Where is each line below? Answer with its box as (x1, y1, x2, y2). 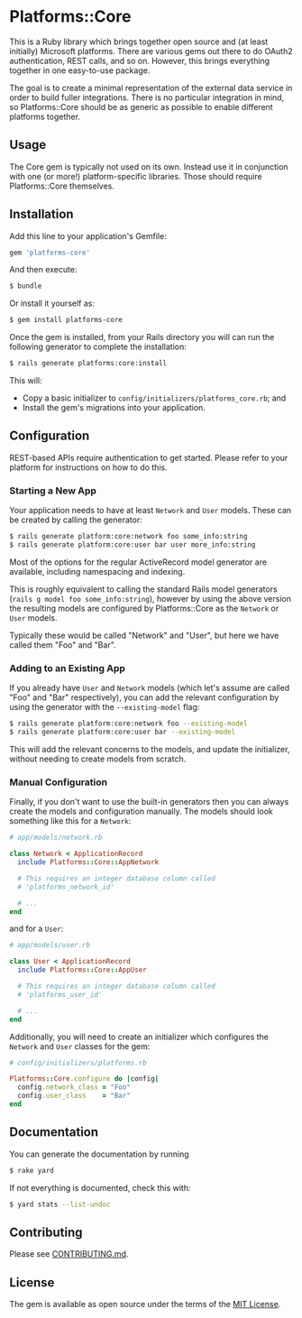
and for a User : (9, 923, 64, 935)
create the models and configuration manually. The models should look (9, 806, 273, 817)
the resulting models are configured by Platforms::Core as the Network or (9, 603, 279, 613)
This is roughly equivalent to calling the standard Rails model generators (9, 584, 278, 594)
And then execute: (9, 264, 78, 275)
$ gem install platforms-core (9, 316, 124, 325)
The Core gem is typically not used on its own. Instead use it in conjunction (9, 161, 288, 172)
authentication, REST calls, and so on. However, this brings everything (9, 55, 270, 66)
